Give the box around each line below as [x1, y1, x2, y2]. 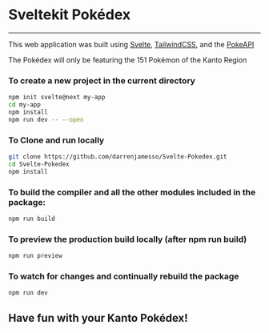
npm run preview [8, 252, 62, 260]
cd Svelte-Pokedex [8, 160, 70, 168]
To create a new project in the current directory [8, 74, 196, 86]
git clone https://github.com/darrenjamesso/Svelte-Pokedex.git [8, 153, 227, 161]
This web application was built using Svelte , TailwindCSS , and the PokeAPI [8, 39, 255, 49]
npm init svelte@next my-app [8, 94, 106, 102]
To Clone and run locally [8, 134, 105, 146]
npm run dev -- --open [8, 115, 84, 123]
